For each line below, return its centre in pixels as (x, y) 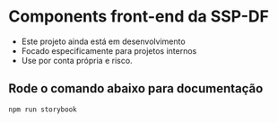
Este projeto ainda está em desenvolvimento (103, 41)
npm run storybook (43, 110)
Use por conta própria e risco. (77, 60)
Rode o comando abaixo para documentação (136, 88)
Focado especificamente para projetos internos (109, 50)
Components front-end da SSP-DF (139, 17)
